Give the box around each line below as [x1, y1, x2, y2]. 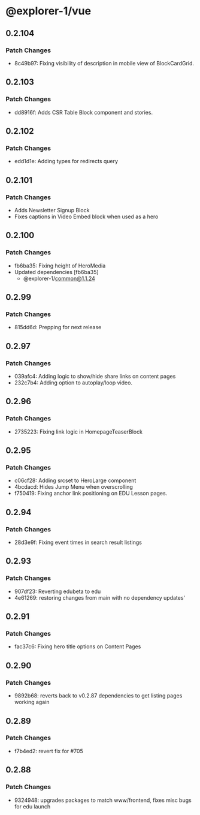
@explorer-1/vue [5, 4, 91, 18]
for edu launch [14, 802, 51, 810]
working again [14, 699, 50, 706]
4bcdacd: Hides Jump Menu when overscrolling [14, 483, 133, 491]
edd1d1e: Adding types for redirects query [14, 158, 118, 165]
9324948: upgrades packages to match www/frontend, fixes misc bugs [14, 796, 192, 804]
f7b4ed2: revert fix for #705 [14, 747, 83, 754]
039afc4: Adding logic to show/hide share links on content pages [14, 373, 176, 380]
